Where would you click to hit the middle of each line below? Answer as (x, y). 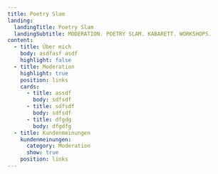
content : (20, 40)
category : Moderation (58, 146)
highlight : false (46, 60)
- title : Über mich (43, 47)
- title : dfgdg (49, 119)
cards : (30, 87)
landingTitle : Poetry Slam (54, 27)
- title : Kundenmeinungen (52, 133)
